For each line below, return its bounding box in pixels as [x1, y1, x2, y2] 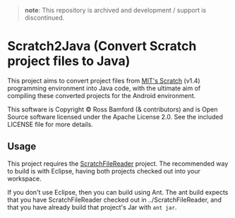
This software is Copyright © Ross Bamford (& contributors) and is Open [7, 105, 218, 114]
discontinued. [24, 13, 65, 22]
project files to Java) [7, 53, 131, 69]
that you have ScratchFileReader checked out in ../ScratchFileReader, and [7, 195, 222, 204]
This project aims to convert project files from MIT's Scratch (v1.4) [7, 76, 200, 85]
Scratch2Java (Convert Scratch [7, 38, 197, 54]
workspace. [7, 174, 42, 183]
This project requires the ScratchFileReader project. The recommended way [7, 159, 229, 168]
